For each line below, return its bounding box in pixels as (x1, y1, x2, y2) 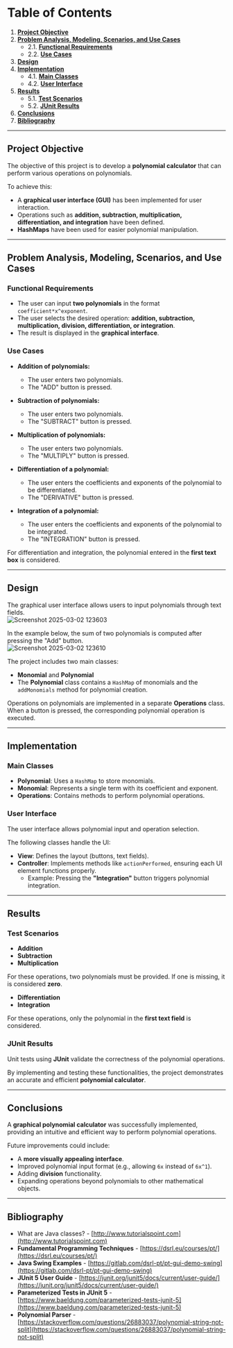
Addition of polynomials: (17, 362, 90, 370)
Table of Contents (7, 5, 112, 21)
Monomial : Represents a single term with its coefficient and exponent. (17, 784, 218, 792)
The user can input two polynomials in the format (17, 299, 160, 308)
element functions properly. (17, 866, 97, 874)
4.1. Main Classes (27, 72, 78, 81)
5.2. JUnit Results (27, 101, 80, 110)
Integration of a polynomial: (17, 506, 99, 515)
